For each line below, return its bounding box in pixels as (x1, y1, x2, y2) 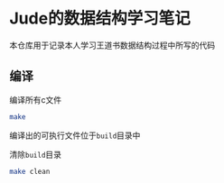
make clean (9, 167, 51, 176)
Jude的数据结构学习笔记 (9, 8, 191, 29)
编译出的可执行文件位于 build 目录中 (9, 130, 141, 141)
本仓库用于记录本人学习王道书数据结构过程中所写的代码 (9, 40, 215, 50)
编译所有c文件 (9, 94, 61, 105)
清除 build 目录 (9, 149, 61, 160)
